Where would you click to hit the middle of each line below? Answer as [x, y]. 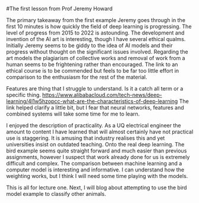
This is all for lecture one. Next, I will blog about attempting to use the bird [97, 188]
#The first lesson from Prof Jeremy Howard [59, 9]
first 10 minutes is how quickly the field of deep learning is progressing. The [99, 26]
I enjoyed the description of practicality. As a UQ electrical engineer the [94, 125]
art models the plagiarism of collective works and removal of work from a [96, 58]
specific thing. [24, 95]
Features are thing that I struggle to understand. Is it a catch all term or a [95, 88]
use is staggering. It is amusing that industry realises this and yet [86, 138]
